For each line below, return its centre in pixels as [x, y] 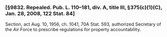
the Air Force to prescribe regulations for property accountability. [73, 30]
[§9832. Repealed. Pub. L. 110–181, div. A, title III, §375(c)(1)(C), [84, 7]
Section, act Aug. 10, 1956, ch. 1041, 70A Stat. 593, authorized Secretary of [83, 24]
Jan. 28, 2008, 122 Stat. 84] [40, 13]
